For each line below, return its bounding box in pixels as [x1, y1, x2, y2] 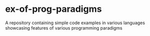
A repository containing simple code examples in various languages [5, 20, 145, 26]
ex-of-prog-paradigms [5, 3, 102, 15]
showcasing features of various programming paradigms [5, 25, 123, 31]
